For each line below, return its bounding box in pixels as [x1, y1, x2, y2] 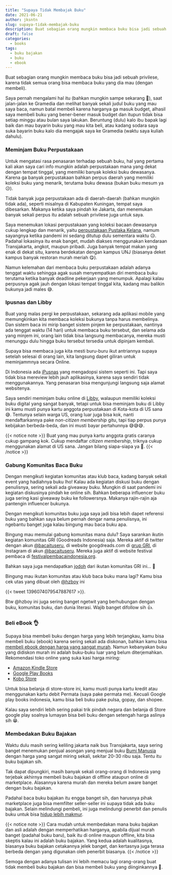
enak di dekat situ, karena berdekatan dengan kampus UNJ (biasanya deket [5, 249, 166, 255]
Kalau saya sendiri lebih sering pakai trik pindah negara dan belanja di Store [5, 706, 166, 713]
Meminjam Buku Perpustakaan [5, 146, 84, 153]
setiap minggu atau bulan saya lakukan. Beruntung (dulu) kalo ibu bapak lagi [5, 117, 167, 123]
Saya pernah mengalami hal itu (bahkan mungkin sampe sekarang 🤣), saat [5, 95, 163, 101]
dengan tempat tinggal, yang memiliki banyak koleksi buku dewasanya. [5, 169, 156, 175]
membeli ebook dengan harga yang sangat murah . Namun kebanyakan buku [5, 644, 167, 650]
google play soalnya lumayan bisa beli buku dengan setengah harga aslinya [5, 712, 165, 718]
